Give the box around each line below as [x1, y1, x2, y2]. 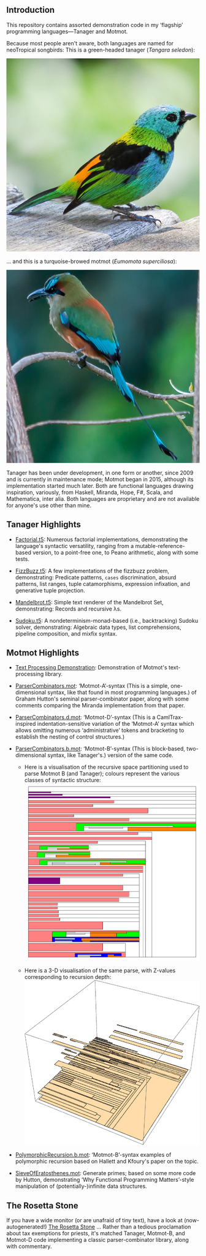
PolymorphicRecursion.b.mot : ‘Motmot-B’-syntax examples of [15, 1151, 172, 1159]
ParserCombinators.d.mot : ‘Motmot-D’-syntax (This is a [15, 714, 156, 721]
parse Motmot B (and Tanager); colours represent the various [24, 770, 180, 777]
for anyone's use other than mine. [6, 501, 92, 509]
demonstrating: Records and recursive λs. [15, 605, 121, 612]
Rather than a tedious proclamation [102, 1223, 191, 1231]
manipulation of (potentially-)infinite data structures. [15, 1182, 147, 1190]
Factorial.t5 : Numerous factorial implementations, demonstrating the [15, 536, 188, 543]
